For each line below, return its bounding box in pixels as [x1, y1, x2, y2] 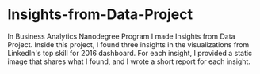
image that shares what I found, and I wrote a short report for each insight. [7, 57, 251, 66]
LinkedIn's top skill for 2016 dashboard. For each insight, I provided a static [7, 48, 253, 57]
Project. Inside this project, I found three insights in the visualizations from [7, 39, 250, 49]
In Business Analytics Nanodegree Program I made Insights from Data [7, 31, 235, 41]
